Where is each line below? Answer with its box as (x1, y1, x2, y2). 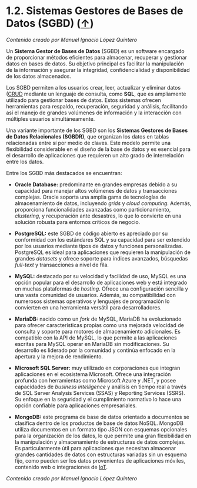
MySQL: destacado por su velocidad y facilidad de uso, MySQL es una (14, 272, 186, 279)
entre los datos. (6, 158, 44, 165)
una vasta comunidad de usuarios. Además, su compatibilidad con (14, 291, 176, 298)
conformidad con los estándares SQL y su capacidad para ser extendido (14, 236, 191, 243)
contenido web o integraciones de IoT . (14, 463, 108, 470)
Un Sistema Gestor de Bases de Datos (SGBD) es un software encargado (6, 47, 185, 54)
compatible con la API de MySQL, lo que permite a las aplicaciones (14, 334, 178, 341)
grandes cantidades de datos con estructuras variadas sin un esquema (14, 451, 187, 458)
